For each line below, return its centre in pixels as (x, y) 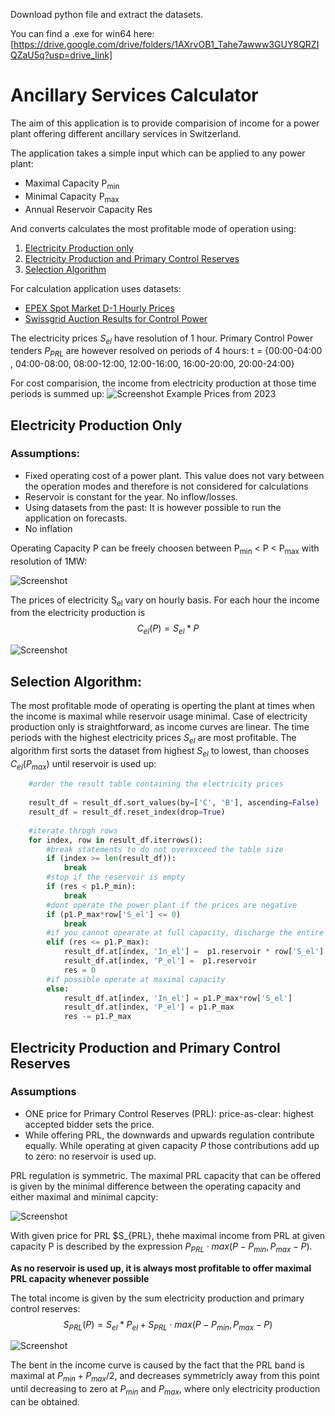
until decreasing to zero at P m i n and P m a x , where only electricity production (165, 1390)
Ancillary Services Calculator (134, 95)
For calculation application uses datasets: (96, 288)
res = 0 (80, 970)
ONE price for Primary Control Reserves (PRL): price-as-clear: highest (169, 1113)
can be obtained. (45, 1402)
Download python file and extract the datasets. (107, 14)
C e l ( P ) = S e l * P (168, 629)
